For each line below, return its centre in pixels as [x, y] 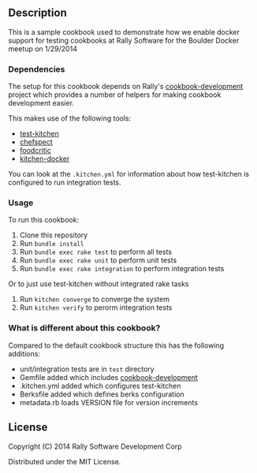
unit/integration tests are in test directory [87, 369]
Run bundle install [52, 244]
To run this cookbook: [44, 220]
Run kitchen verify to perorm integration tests [96, 307]
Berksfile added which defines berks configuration [102, 394]
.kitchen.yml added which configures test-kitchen [100, 385]
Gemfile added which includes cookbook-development [109, 377]
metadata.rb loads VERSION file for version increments [109, 402]
